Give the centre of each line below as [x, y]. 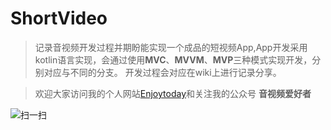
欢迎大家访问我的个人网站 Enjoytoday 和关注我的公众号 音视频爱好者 [173, 93]
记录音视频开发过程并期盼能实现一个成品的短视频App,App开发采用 [171, 47]
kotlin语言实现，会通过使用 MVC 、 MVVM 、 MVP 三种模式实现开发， [173, 59]
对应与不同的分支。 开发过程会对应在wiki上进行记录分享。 [162, 72]
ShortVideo [59, 18]
